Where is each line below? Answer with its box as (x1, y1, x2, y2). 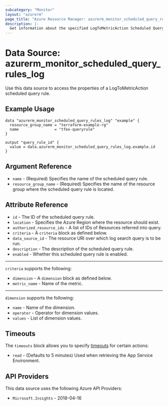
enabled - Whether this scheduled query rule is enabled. (12, 251, 128, 257)
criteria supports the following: (5, 265, 72, 271)
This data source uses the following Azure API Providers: (5, 386, 122, 392)
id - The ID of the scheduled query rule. (12, 214, 95, 220)
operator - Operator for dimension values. (12, 310, 99, 316)
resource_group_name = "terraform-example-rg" (9, 122, 108, 127)
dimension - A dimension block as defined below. (12, 275, 112, 281)
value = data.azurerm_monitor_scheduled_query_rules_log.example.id (9, 144, 155, 149)
